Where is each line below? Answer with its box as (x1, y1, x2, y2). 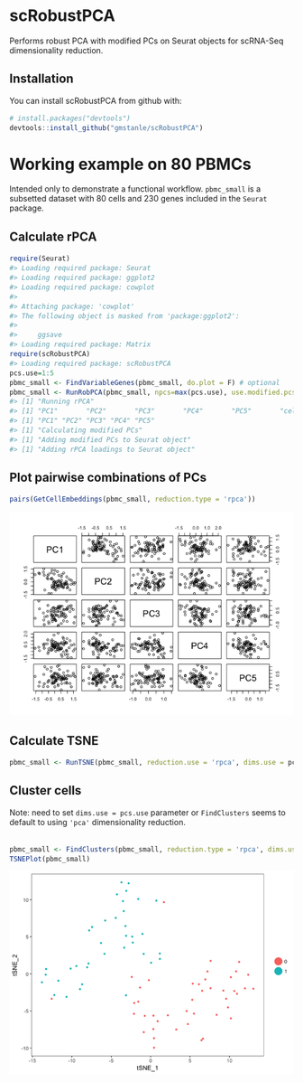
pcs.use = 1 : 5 (9, 368, 54, 378)
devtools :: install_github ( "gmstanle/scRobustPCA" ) (9, 123, 204, 132)
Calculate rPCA (9, 229, 97, 244)
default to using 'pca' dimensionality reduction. (9, 816, 187, 827)
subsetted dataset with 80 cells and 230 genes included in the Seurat (9, 193, 268, 204)
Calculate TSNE (9, 733, 99, 748)
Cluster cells (9, 783, 82, 798)
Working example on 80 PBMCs (9, 154, 252, 174)
